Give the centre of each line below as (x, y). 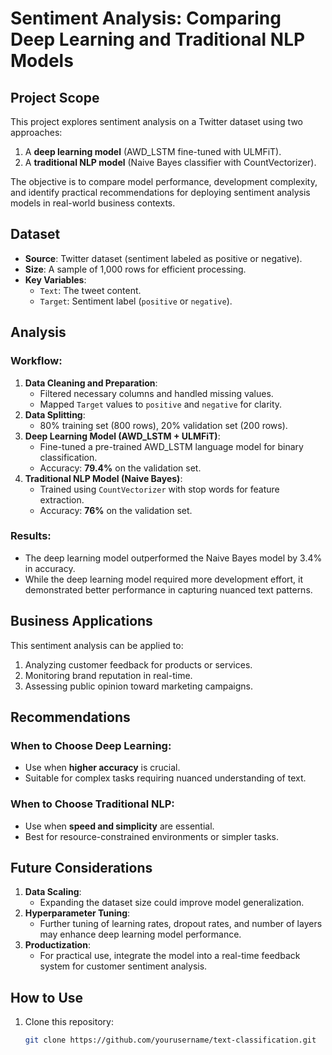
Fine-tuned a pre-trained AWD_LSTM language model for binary (171, 446)
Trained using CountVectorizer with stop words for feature (159, 489)
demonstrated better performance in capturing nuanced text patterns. (168, 589)
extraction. (62, 499)
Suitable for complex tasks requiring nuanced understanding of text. (165, 778)
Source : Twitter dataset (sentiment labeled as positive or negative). (163, 258)
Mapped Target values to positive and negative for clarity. (161, 404)
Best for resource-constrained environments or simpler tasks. (152, 836)
